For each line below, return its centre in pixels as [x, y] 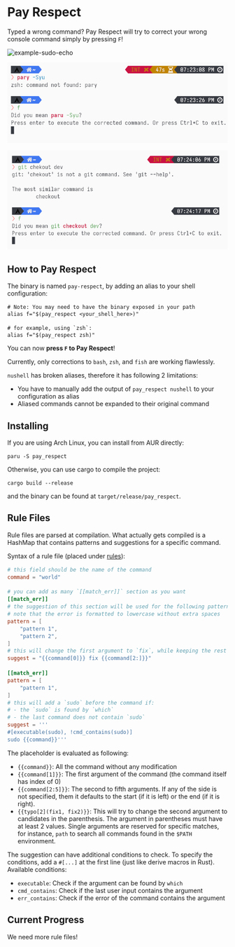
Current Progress [46, 920]
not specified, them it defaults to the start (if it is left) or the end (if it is [119, 796]
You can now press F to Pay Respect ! [61, 348]
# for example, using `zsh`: [50, 329]
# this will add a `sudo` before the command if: [81, 703]
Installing [28, 426]
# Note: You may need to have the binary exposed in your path [101, 307]
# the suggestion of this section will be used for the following [106, 607]
